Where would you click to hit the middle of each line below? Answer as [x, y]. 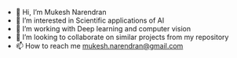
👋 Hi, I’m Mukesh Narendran [61, 12]
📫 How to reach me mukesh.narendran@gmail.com [99, 46]
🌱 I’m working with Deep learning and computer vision [103, 29]
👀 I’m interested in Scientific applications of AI [90, 20]
